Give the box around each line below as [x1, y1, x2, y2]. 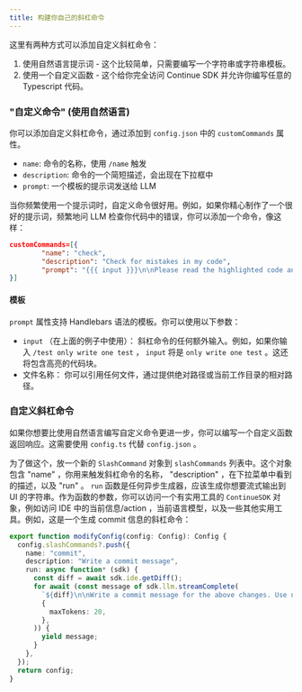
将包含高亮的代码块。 [22, 358, 102, 369]
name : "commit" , [25, 549, 87, 558]
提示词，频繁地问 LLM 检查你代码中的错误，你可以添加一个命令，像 [24, 211, 274, 222]
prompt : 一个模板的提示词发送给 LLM [22, 180, 157, 191]
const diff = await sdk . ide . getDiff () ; [32, 574, 182, 583]
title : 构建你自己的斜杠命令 [9, 13, 105, 23]
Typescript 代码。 [22, 80, 88, 91]
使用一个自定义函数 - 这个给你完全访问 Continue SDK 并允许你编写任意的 [22, 69, 292, 80]
